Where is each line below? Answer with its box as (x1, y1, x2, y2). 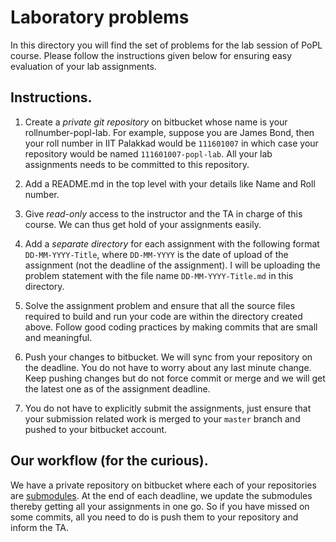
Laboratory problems (10, 6, 190, 29)
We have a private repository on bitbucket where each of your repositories (10, 479, 317, 491)
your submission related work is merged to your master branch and (24, 412, 301, 425)
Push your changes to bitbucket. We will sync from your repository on (24, 351, 313, 363)
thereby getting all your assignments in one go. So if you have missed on (10, 500, 310, 512)
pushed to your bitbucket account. (24, 423, 168, 435)
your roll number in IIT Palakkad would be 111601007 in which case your (24, 137, 319, 149)
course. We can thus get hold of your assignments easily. (24, 218, 262, 230)
